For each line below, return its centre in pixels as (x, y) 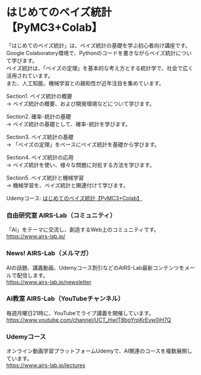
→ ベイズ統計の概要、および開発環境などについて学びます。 (81, 103)
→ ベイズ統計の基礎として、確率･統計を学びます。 (69, 124)
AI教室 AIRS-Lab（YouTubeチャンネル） (65, 299)
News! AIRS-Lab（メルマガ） (49, 253)
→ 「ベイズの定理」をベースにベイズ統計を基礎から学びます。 (83, 144)
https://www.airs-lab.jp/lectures (46, 365)
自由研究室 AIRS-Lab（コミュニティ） (61, 215)
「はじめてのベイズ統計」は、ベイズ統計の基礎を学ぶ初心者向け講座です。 (98, 45)
